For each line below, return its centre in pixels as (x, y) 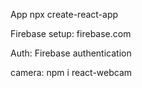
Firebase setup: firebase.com (71, 33)
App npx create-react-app (64, 14)
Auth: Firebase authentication (71, 53)
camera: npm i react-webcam (71, 72)
